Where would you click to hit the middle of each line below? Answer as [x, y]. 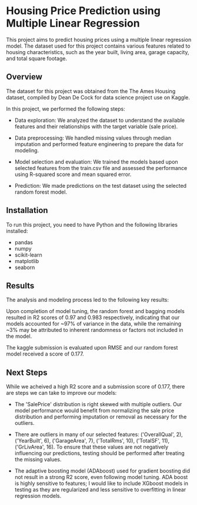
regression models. [38, 496]
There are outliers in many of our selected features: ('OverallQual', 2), [99, 434]
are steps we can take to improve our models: [61, 393]
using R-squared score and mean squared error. [73, 174]
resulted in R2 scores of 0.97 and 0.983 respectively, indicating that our [93, 318]
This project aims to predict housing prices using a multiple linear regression [99, 39]
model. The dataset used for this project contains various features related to [98, 46]
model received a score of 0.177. [45, 354]
